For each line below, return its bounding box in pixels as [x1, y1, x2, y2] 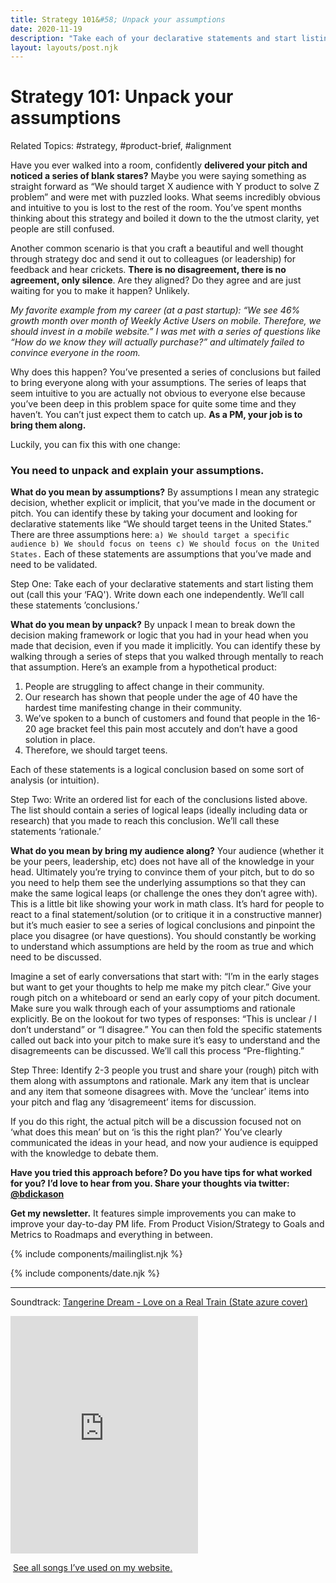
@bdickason [10, 1188, 65, 1200]
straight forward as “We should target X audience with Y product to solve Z [10, 181, 320, 193]
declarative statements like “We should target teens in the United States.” [10, 518, 312, 530]
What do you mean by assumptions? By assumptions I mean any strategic [10, 486, 320, 498]
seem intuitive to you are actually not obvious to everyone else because [10, 387, 306, 400]
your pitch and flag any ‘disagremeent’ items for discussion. [10, 1096, 257, 1108]
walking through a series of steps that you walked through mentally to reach [10, 651, 324, 663]
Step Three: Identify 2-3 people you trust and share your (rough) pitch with [10, 1064, 320, 1076]
